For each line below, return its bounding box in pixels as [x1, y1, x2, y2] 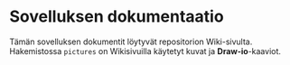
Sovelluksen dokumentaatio [9, 6, 224, 27]
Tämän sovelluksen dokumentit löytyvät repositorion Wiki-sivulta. [9, 36, 253, 47]
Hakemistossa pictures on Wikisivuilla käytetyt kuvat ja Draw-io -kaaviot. [9, 45, 282, 56]
